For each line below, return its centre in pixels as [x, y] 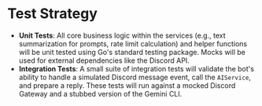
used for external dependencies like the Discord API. [104, 60]
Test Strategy [52, 14]
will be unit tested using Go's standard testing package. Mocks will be [132, 52]
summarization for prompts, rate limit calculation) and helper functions [133, 43]
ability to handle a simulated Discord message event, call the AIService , [135, 77]
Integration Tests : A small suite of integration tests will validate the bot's [137, 68]
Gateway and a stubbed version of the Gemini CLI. [100, 93]
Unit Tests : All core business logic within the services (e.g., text [122, 35]
